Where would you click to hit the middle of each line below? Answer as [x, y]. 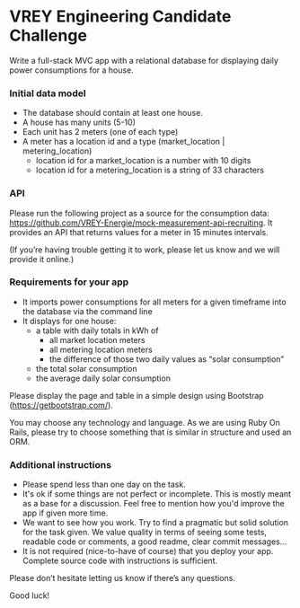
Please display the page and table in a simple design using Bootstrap [137, 395]
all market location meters [97, 339]
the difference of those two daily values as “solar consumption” [167, 359]
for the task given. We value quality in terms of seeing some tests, [145, 533]
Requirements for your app [69, 282]
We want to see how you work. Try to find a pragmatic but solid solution [155, 523]
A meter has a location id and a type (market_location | [124, 142]
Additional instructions [61, 464]
